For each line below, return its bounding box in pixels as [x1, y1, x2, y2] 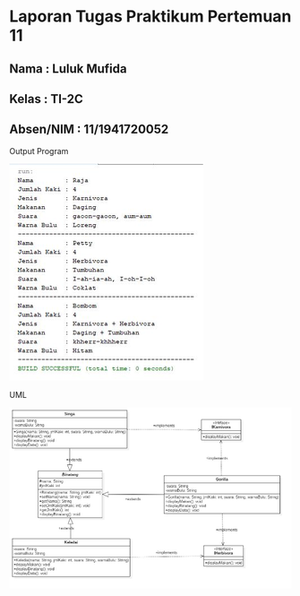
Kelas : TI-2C [9, 91, 83, 107]
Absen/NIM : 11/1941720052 [9, 122, 169, 137]
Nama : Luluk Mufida [9, 61, 127, 76]
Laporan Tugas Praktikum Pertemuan [9, 6, 292, 27]
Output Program [9, 145, 69, 156]
